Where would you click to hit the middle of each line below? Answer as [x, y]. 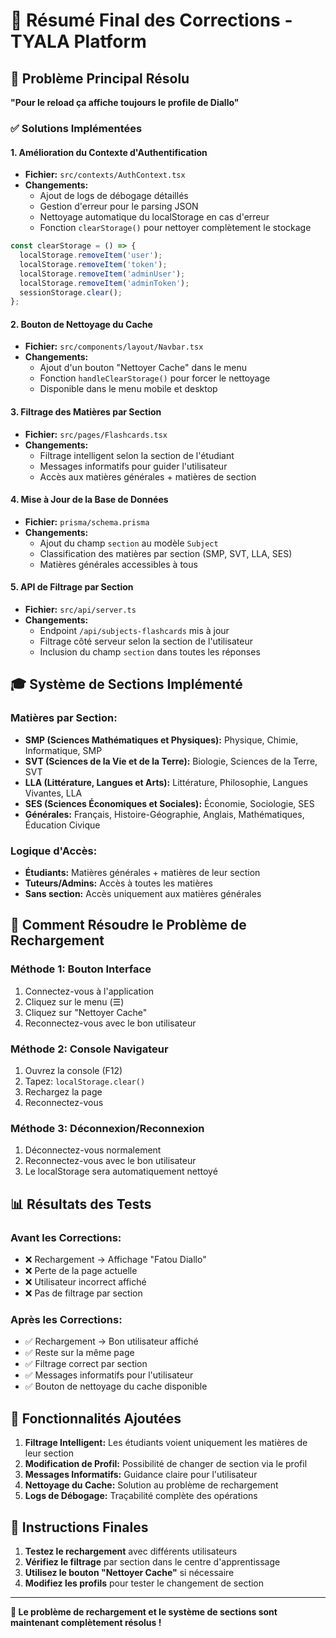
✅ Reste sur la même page [79, 1353]
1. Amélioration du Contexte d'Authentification [109, 152]
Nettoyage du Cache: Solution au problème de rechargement [151, 1485]
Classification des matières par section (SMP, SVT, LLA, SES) [166, 553]
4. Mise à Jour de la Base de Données [89, 500]
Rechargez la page [63, 1092]
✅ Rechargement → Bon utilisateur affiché [111, 1341]
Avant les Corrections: [66, 1237]
